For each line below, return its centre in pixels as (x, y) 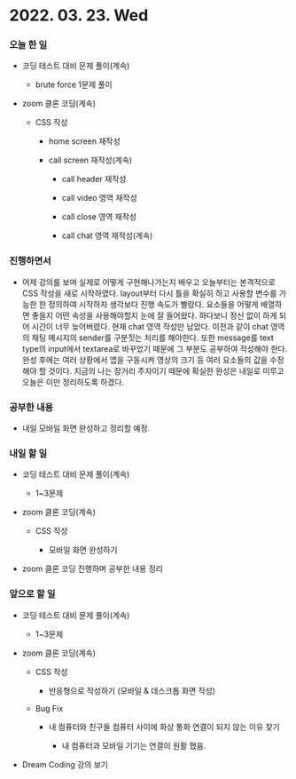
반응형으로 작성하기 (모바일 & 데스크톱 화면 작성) (132, 690)
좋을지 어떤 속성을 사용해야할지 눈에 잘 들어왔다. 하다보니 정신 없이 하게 (154, 315)
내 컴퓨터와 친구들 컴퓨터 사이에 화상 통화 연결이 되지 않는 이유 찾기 (164, 727)
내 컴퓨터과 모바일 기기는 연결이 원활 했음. (134, 745)
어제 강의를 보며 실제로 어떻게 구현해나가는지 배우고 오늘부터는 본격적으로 (149, 282)
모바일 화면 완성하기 (83, 550)
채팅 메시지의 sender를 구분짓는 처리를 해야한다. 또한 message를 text (153, 338)
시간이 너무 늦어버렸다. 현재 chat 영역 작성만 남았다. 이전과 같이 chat (150, 326)
